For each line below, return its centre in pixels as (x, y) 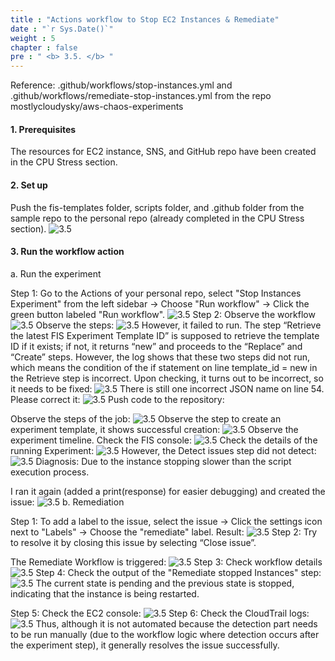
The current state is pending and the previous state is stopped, (165, 583)
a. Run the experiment (56, 273)
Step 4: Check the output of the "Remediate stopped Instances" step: (178, 572)
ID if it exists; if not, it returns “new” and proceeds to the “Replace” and (156, 346)
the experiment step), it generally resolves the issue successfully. (145, 645)
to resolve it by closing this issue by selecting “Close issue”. (133, 542)
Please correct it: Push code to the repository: (117, 399)
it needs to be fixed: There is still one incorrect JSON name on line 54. (167, 388)
